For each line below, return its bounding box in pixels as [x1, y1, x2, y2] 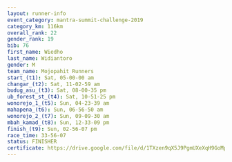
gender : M [7, 61, 36, 68]
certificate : [7, 145, 45, 152]
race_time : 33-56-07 [7, 132, 67, 139]
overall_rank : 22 [7, 29, 57, 37]
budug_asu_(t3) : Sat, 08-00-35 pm [7, 87, 107, 94]
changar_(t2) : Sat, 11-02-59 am [7, 81, 100, 88]
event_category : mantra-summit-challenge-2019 [7, 17, 144, 23]
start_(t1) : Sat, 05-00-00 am [7, 74, 95, 81]
